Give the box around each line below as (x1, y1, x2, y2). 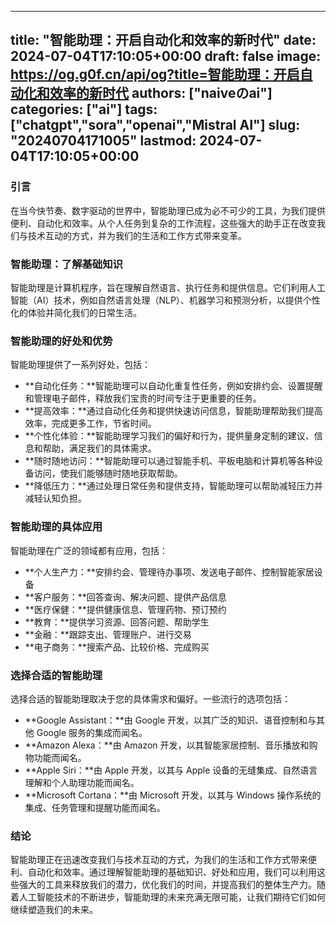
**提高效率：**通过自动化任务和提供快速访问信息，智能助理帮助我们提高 (24, 405, 323, 417)
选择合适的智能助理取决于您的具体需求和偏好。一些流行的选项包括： (10, 692, 291, 705)
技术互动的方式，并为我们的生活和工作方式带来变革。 (27, 229, 247, 241)
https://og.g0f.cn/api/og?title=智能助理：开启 (10, 66, 300, 83)
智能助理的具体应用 (10, 520, 103, 534)
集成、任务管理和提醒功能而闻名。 (24, 801, 166, 813)
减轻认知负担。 (24, 492, 87, 505)
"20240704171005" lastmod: (10, 132, 197, 150)
